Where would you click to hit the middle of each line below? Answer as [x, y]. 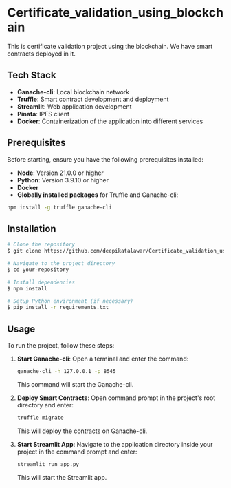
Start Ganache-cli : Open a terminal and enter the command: [103, 359]
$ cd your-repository [38, 270]
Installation [32, 229]
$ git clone [24, 251]
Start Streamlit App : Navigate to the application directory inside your [115, 444]
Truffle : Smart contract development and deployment [93, 99]
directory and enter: [45, 405]
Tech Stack [32, 75]
